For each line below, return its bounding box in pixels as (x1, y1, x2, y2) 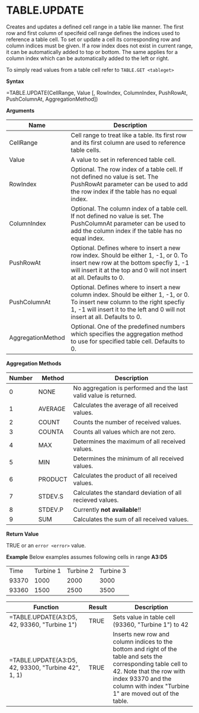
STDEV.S (38, 492, 64, 500)
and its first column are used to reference (70, 138, 185, 147)
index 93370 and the (113, 674, 172, 683)
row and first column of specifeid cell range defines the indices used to (6, 29, 180, 36)
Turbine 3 (99, 566, 126, 575)
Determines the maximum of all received (73, 437, 185, 445)
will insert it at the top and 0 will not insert (70, 266, 187, 274)
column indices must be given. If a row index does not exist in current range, (6, 42, 193, 49)
